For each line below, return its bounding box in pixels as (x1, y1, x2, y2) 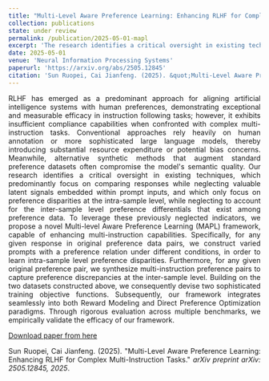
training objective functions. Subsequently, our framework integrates (8, 290, 261, 299)
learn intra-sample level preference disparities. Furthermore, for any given (8, 255, 261, 265)
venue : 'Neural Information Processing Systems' (8, 57, 174, 65)
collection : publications (8, 19, 94, 27)
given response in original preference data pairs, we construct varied (8, 238, 261, 248)
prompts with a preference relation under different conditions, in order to (8, 246, 261, 257)
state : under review (8, 26, 78, 34)
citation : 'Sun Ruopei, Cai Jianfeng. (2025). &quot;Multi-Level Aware (8, 71, 252, 79)
